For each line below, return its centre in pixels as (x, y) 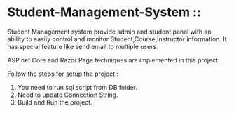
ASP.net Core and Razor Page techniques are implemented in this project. (113, 60)
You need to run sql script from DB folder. (77, 87)
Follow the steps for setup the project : (63, 74)
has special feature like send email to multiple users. (83, 46)
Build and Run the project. (55, 102)
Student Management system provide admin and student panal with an (109, 32)
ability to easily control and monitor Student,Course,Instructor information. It (117, 39)
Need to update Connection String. (68, 95)
